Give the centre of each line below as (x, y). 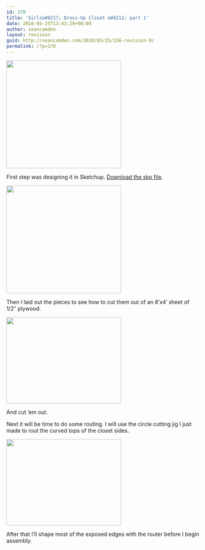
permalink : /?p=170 (31, 47)
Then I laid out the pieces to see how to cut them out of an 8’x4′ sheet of (98, 302)
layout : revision (28, 35)
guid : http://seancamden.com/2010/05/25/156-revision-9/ (80, 41)
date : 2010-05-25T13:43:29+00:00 (49, 23)
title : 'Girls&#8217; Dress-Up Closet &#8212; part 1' (78, 18)
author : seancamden (31, 29)
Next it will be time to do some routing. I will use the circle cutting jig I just (99, 424)
